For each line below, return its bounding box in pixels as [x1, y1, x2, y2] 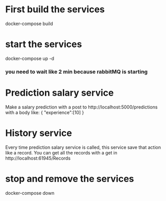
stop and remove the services [5, 173, 134, 185]
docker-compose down [5, 190, 55, 196]
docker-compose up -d [5, 55, 55, 61]
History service [5, 127, 73, 139]
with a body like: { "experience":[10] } [5, 109, 84, 116]
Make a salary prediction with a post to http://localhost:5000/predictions [5, 104, 158, 110]
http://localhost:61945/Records [5, 155, 70, 161]
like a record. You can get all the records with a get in [5, 149, 117, 155]
